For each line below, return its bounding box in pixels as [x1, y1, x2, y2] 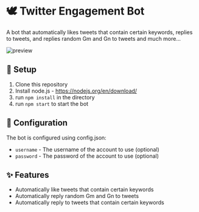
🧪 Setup [6, 65, 37, 75]
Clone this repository [15, 80, 68, 88]
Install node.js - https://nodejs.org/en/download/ [15, 87, 138, 94]
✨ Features [6, 169, 49, 180]
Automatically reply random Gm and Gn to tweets [15, 193, 139, 200]
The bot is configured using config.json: [6, 134, 106, 141]
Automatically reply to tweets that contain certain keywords [15, 199, 164, 207]
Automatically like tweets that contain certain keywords [15, 186, 154, 193]
